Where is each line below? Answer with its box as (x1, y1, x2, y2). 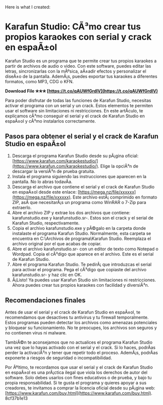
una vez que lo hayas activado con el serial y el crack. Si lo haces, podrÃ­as (5, 344, 156, 350)
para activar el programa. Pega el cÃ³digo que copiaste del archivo (12, 266, 147, 272)
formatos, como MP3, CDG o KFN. (5, 78, 74, 84)
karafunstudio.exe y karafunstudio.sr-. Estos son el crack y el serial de (12, 215, 154, 221)
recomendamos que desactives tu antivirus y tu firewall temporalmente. (5, 314, 149, 320)
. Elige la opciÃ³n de (98, 163, 139, 169)
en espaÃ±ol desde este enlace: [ (12, 189, 80, 195)
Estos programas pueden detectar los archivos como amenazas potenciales (5, 319, 157, 325)
